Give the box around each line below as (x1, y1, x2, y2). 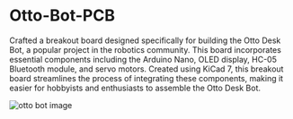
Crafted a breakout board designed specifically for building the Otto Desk (9, 35, 281, 46)
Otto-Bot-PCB (9, 5, 115, 26)
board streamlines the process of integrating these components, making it (9, 72, 284, 83)
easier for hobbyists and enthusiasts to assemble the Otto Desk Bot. (9, 82, 262, 93)
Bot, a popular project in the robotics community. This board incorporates (9, 44, 281, 55)
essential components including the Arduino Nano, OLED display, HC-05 (9, 54, 277, 64)
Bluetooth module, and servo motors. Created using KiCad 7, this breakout (9, 64, 284, 74)
